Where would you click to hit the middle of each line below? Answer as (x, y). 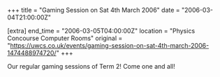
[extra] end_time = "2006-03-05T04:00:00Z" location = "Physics (101, 31)
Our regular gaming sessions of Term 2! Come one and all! (91, 66)
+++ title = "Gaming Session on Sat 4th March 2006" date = (94, 10)
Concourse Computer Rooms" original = (65, 38)
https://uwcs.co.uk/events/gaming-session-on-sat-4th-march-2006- (110, 45)
